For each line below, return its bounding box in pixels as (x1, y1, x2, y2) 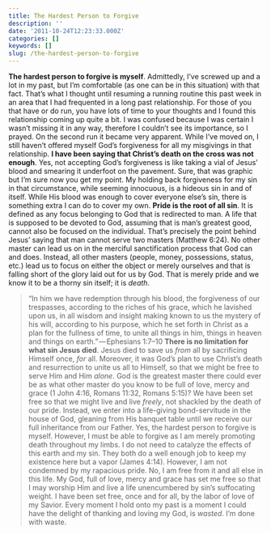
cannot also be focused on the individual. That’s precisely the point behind (8, 227, 257, 235)
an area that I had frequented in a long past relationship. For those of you (8, 98, 252, 107)
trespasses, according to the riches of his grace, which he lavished (28, 303, 252, 311)
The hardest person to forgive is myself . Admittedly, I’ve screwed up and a (8, 72, 260, 81)
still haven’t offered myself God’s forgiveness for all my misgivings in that (8, 141, 252, 150)
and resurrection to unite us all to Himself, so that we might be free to (28, 362, 260, 372)
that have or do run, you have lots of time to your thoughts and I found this (8, 106, 256, 116)
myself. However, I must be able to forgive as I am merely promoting (28, 431, 256, 441)
